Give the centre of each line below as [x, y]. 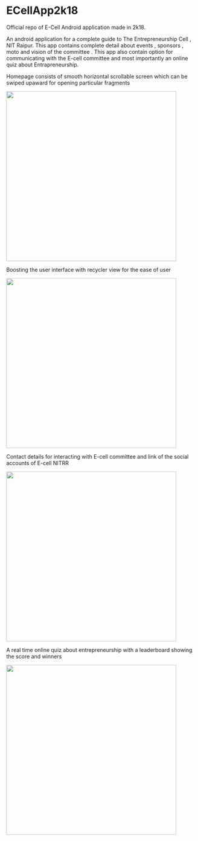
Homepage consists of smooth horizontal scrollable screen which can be [97, 76]
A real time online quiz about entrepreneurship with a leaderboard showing [99, 649]
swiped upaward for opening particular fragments [68, 83]
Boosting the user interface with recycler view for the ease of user [88, 269]
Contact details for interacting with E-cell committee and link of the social [97, 456]
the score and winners [34, 656]
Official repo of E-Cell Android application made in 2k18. [76, 27]
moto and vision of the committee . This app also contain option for [90, 51]
